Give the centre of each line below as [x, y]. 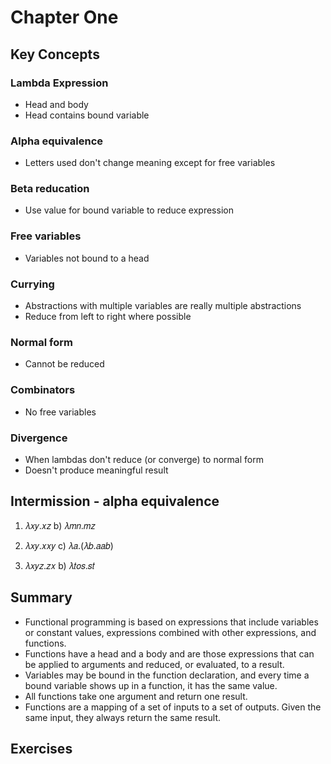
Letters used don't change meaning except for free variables [150, 163]
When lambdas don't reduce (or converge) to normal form [144, 459]
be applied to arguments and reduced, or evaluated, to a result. [154, 664]
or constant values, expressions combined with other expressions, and [170, 632]
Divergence [39, 438]
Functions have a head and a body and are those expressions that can [169, 653]
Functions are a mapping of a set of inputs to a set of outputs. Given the [173, 707]
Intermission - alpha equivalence [115, 501]
